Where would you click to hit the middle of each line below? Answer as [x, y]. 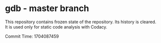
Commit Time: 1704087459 [32, 36]
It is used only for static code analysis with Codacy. [56, 27]
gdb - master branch [47, 8]
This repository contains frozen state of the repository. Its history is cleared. [80, 22]
